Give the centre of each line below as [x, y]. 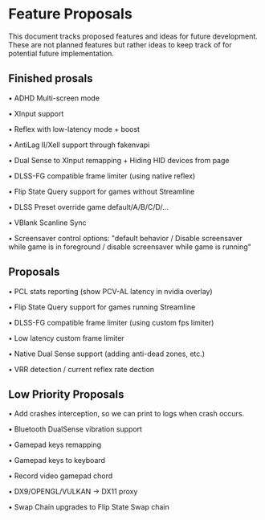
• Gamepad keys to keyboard [57, 461]
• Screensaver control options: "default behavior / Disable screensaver [126, 238]
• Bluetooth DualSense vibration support [75, 429]
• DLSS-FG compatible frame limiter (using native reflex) [102, 176]
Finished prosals [51, 78]
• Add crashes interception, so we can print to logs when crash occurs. [126, 414]
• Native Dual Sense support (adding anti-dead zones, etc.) [107, 354]
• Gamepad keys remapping [55, 445]
